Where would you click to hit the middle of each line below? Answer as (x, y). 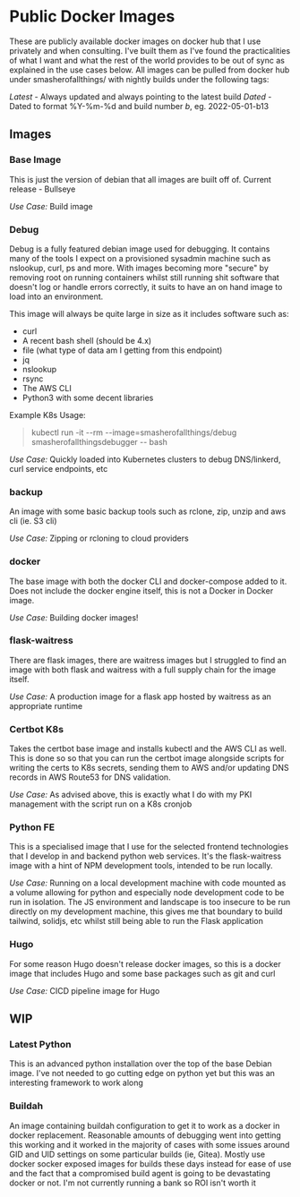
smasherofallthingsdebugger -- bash (99, 441)
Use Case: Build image (51, 206)
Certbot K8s (37, 729)
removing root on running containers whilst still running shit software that (144, 277)
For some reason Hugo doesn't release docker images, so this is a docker (145, 963)
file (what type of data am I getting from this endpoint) (122, 350)
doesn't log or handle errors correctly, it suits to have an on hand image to (146, 286)
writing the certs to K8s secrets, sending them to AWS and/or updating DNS (149, 768)
